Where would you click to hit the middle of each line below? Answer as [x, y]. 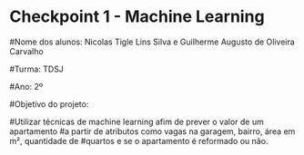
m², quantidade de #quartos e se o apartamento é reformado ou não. [139, 140]
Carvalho [26, 51]
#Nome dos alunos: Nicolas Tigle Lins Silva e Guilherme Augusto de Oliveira [152, 42]
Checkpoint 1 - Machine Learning [137, 17]
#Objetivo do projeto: [49, 104]
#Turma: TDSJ [36, 69]
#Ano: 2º [26, 86]
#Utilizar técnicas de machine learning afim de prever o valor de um [137, 121]
